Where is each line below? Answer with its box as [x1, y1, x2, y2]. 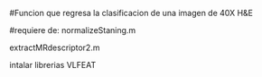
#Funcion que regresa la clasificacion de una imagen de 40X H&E [9, 8, 253, 18]
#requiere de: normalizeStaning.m [9, 25, 136, 35]
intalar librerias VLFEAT [9, 60, 97, 70]
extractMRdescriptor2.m [9, 42, 100, 53]
